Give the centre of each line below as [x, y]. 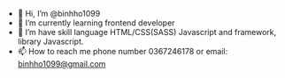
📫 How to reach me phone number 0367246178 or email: [123, 51]
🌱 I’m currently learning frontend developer [96, 23]
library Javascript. [50, 41]
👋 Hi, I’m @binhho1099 [59, 14]
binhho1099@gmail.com [62, 64]
